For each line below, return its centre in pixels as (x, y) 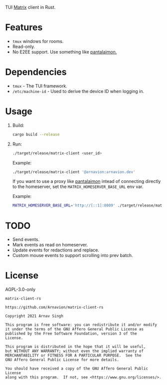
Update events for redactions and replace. (56, 250)
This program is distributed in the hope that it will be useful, (76, 347)
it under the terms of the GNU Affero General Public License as (74, 329)
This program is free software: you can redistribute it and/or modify (81, 325)
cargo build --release (36, 134)
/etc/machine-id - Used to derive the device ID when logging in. (78, 91)
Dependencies (36, 72)
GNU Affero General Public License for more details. (62, 360)
